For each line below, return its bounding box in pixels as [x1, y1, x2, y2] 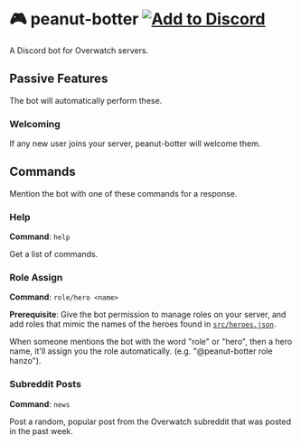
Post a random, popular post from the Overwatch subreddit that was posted [9, 416, 292, 427]
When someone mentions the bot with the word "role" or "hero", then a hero [9, 337, 293, 347]
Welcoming [9, 117, 61, 130]
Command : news [9, 398, 71, 409]
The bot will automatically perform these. [9, 95, 163, 106]
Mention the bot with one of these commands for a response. [9, 188, 238, 199]
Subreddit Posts [9, 378, 81, 391]
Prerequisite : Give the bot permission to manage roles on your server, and [9, 310, 287, 320]
